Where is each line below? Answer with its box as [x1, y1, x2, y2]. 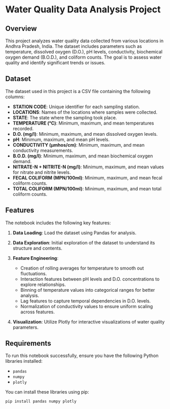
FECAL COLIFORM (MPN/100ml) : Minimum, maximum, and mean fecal [12, 174, 163, 181]
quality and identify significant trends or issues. [5, 60, 106, 65]
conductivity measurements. [12, 147, 73, 153]
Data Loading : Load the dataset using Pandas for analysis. [12, 229, 137, 236]
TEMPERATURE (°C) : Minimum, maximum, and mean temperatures [12, 120, 155, 126]
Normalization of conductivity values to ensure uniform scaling [20, 303, 153, 309]
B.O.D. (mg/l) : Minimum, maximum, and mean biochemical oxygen [12, 153, 153, 159]
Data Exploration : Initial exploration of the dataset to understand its [12, 239, 155, 245]
